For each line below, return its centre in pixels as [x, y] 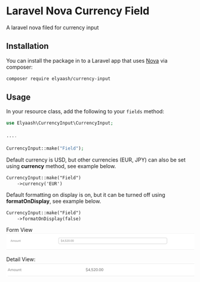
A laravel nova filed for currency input [53, 27]
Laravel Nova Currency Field [78, 11]
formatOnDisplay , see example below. [54, 201]
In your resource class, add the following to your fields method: [85, 111]
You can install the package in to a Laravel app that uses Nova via [87, 60]
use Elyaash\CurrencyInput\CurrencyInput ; [60, 123]
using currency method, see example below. [61, 166]
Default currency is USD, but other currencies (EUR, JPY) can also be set [96, 160]
